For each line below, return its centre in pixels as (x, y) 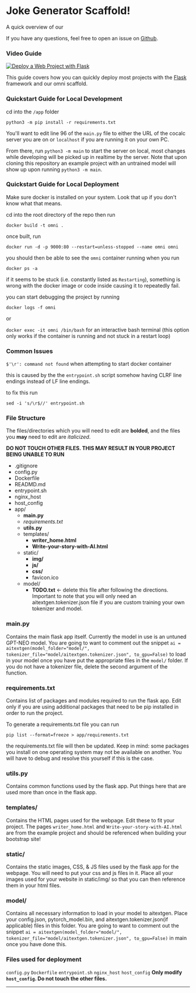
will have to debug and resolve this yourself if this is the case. (80, 759)
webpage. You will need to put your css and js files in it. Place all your (90, 873)
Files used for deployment (44, 960)
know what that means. (34, 203)
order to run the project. (35, 713)
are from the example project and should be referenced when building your (96, 833)
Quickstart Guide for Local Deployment (63, 184)
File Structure (26, 418)
